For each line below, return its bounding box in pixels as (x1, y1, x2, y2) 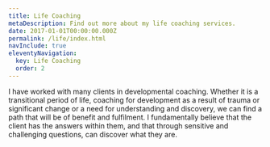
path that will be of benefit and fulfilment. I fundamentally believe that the (8, 112, 252, 122)
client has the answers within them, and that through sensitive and (8, 120, 229, 130)
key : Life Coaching (15, 57, 81, 65)
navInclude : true (8, 42, 67, 50)
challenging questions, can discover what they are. (8, 129, 177, 139)
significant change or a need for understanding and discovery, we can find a (8, 103, 263, 113)
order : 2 (15, 65, 45, 73)
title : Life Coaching (8, 11, 81, 20)
